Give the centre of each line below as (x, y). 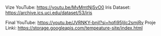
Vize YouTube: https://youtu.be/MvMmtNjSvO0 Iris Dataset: (68, 7)
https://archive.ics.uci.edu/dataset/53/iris (49, 13)
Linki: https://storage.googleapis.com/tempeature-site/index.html (74, 28)
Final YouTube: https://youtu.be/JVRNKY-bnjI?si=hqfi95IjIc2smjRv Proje (80, 23)
